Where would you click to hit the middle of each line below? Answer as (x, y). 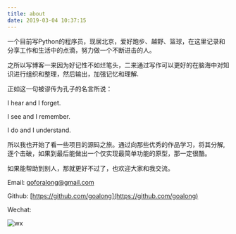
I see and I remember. (39, 116)
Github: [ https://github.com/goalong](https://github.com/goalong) (103, 196)
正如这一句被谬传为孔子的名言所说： (60, 89)
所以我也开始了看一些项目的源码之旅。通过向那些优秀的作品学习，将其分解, (116, 144)
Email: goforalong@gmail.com (51, 182)
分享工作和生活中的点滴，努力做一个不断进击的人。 (81, 50)
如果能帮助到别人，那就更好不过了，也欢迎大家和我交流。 (91, 168)
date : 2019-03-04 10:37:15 (47, 20)
